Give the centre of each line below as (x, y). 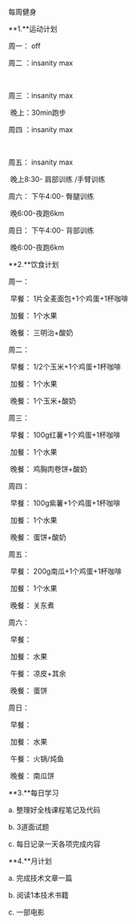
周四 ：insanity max (41, 130)
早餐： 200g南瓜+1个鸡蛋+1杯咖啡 (66, 571)
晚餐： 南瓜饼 (32, 776)
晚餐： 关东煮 (32, 605)
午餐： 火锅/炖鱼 (37, 759)
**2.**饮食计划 (34, 264)
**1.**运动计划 (33, 29)
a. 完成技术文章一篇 (40, 878)
